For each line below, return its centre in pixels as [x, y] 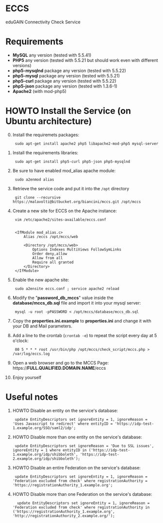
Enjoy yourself [27, 377]
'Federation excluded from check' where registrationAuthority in [81, 507]
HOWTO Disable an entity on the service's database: [65, 410]
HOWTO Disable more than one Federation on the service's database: [82, 494]
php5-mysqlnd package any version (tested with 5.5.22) [69, 71]
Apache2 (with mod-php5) [40, 91]
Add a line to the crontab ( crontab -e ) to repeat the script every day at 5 [85, 335]
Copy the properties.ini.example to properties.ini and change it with [82, 321]
